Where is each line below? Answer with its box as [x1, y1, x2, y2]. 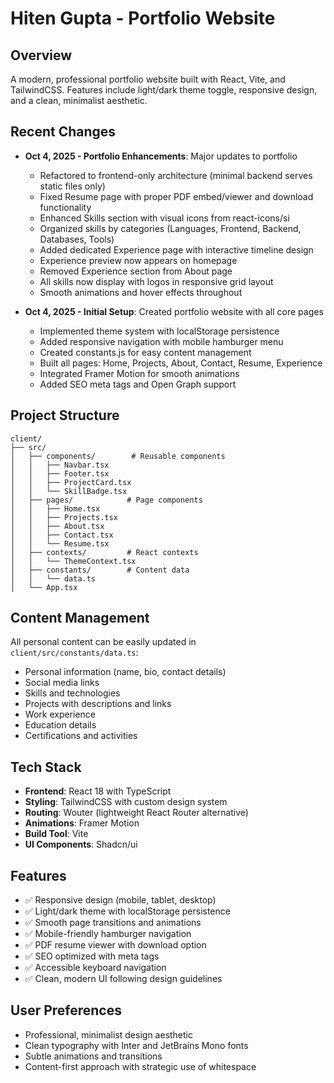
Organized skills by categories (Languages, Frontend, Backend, [39, 222, 302, 234]
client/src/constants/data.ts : [10, 647, 139, 659]
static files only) [39, 180, 106, 192]
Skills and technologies [24, 687, 121, 699]
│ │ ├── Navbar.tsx [10, 460, 110, 470]
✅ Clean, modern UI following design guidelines [24, 973, 223, 985]
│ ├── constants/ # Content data [10, 565, 190, 575]
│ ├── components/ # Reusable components [10, 451, 226, 461]
